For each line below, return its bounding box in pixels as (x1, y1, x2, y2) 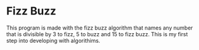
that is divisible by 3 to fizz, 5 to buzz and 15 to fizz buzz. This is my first (6, 30, 188, 37)
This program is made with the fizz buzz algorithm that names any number (6, 24, 194, 31)
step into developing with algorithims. (6, 37, 100, 44)
